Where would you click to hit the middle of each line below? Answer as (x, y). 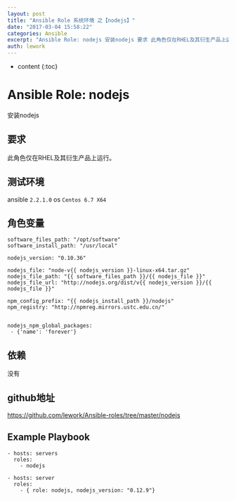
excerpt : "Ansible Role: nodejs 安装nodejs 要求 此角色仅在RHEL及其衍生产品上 (117, 40)
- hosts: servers (33, 453)
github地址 (31, 398)
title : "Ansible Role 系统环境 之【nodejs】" (71, 20)
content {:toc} (38, 66)
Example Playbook (48, 437)
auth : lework (26, 46)
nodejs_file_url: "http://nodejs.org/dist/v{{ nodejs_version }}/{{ (110, 283)
